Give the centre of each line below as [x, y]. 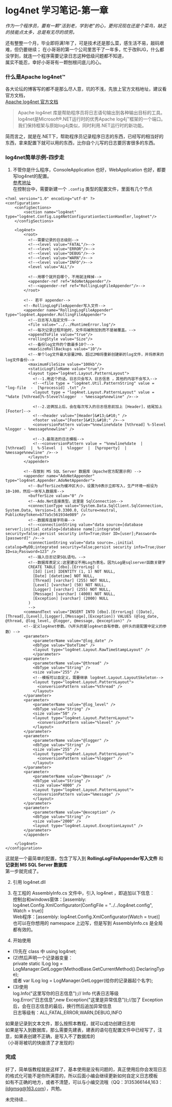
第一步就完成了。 [23, 871]
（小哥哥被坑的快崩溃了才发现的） [41, 1042]
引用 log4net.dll [29, 882]
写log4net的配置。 [32, 176]
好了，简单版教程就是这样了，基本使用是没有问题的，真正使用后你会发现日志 [86, 1069]
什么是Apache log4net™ [35, 76]
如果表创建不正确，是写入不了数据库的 [55, 1036]
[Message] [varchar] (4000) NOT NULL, [74, 594]
